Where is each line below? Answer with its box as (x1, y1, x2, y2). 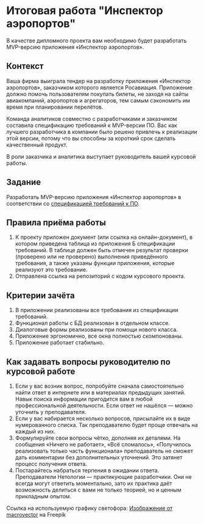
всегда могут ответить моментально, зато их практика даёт (15, 480, 172, 487)
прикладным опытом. (15, 493, 72, 500)
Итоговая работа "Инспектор (6, 4, 163, 18)
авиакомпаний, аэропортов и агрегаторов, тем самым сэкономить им (6, 96, 191, 104)
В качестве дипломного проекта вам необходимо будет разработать (6, 37, 187, 44)
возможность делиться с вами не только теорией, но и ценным (15, 486, 181, 493)
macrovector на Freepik (6, 511, 66, 518)
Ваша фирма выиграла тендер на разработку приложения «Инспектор (6, 77, 191, 84)
